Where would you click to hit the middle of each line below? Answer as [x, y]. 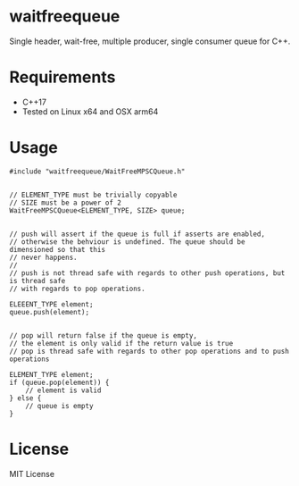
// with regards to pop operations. [77, 289]
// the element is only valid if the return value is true [121, 343]
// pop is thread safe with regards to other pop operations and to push [149, 351]
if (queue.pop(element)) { [59, 382]
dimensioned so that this [57, 249]
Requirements [62, 77]
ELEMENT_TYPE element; [51, 374]
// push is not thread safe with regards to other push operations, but [147, 273]
